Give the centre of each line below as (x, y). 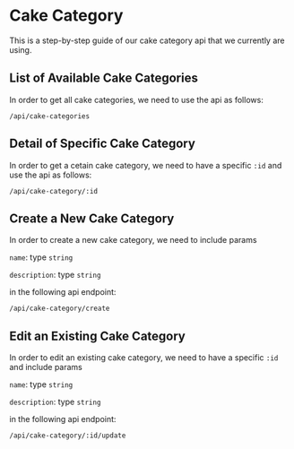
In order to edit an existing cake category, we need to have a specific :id (144, 358)
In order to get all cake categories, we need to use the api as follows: (137, 99)
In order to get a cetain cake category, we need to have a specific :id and (146, 165)
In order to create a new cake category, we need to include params (133, 240)
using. (21, 49)
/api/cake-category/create (60, 309)
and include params (46, 367)
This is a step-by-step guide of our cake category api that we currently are (147, 40)
